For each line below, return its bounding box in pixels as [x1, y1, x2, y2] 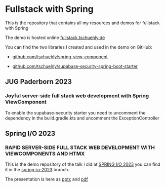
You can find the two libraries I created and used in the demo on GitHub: [5, 44, 152, 50]
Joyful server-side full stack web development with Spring [5, 92, 149, 99]
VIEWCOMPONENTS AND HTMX [5, 150, 85, 157]
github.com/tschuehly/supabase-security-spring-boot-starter [12, 63, 138, 69]
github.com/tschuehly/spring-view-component [12, 53, 108, 60]
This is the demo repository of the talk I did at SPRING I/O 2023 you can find [5, 161, 161, 167]
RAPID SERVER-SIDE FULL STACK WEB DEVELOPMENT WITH [5, 144, 155, 151]
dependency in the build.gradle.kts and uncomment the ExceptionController [5, 115, 160, 121]
